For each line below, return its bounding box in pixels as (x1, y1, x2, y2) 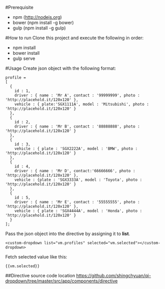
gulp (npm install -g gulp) (12, 25, 66, 31)
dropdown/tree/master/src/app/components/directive (5, 278, 118, 284)
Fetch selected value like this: (5, 254, 68, 260)
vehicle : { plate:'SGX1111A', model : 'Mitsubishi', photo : (14, 102, 149, 107)
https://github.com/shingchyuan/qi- (76, 273, 151, 278)
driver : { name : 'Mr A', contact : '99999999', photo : (14, 93, 140, 98)
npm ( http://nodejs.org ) (12, 14, 62, 20)
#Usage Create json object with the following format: (5, 66, 116, 71)
